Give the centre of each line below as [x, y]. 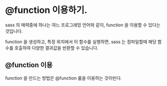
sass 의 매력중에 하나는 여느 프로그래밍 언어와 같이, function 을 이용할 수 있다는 [83, 25]
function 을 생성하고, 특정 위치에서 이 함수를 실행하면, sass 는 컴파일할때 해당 [81, 42]
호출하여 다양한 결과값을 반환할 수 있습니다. [56, 48]
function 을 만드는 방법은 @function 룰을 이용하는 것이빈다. [63, 78]
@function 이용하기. [46, 10]
